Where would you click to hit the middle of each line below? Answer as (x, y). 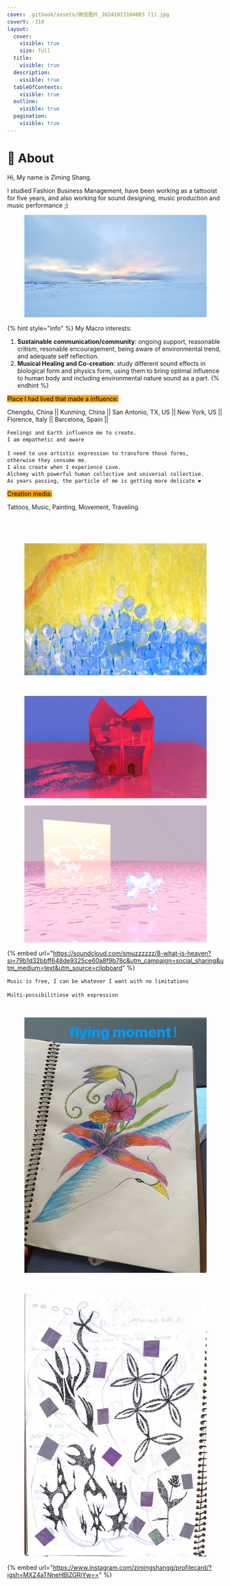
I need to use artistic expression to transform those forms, (98, 454)
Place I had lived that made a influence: (63, 399)
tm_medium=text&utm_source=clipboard (65, 968)
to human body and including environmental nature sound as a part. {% (118, 378)
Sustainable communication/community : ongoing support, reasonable (119, 342)
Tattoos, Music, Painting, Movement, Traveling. (74, 507)
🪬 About (31, 158)
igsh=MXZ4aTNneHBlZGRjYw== (53, 1575)
